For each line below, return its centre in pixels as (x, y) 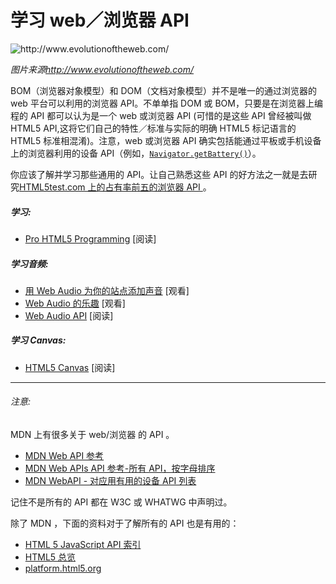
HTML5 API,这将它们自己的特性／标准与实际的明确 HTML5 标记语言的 (153, 128)
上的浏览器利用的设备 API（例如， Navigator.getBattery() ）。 (136, 153)
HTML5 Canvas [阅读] (70, 367)
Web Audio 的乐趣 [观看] (75, 303)
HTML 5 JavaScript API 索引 (83, 545)
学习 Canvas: (38, 340)
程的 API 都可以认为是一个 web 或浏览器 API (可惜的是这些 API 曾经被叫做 (161, 115)
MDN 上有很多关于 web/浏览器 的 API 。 (92, 435)
